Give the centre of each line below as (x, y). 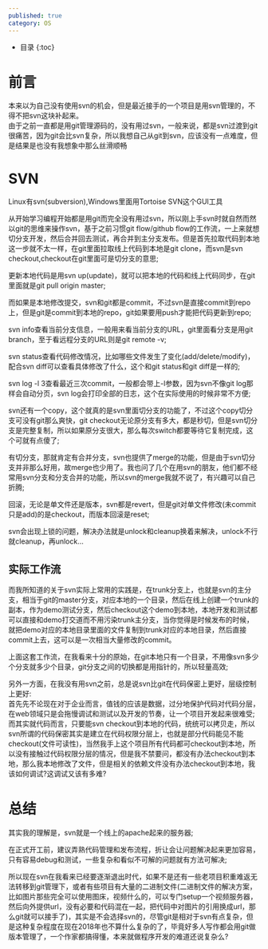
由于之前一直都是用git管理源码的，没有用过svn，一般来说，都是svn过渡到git (133, 126)
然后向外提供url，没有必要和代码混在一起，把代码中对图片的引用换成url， (129, 907)
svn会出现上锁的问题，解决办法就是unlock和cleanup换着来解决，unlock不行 (133, 532)
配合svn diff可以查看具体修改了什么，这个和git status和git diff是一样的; (124, 367)
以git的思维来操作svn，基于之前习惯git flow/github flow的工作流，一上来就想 (134, 229)
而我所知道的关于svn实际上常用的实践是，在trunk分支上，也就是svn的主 (126, 590)
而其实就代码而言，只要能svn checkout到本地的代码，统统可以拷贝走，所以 (132, 724)
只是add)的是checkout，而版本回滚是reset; (79, 514)
